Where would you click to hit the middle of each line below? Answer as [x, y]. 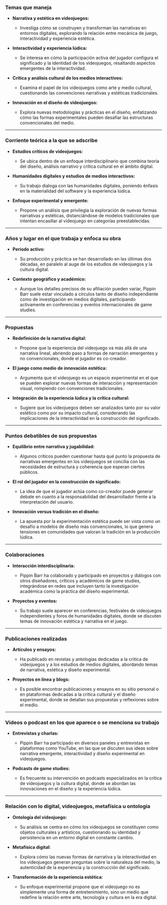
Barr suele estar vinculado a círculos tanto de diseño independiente [89, 294]
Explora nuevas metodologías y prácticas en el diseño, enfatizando [88, 112]
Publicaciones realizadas [36, 639]
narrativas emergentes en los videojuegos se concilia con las [82, 462]
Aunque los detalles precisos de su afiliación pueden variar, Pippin [88, 288]
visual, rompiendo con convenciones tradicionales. [72, 388]
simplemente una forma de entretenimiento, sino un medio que [84, 892]
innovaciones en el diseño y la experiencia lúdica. [71, 789]
